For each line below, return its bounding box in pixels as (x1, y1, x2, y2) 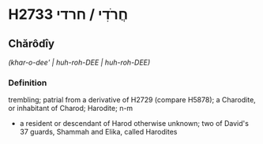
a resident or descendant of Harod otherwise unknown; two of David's (19, 119, 249, 128)
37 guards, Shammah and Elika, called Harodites (19, 127, 178, 137)
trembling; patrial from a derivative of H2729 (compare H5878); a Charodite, (8, 95, 257, 105)
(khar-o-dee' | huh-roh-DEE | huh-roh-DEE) (8, 57, 151, 67)
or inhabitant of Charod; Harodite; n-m (8, 104, 133, 113)
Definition (8, 77, 47, 88)
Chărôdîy (8, 37, 55, 50)
